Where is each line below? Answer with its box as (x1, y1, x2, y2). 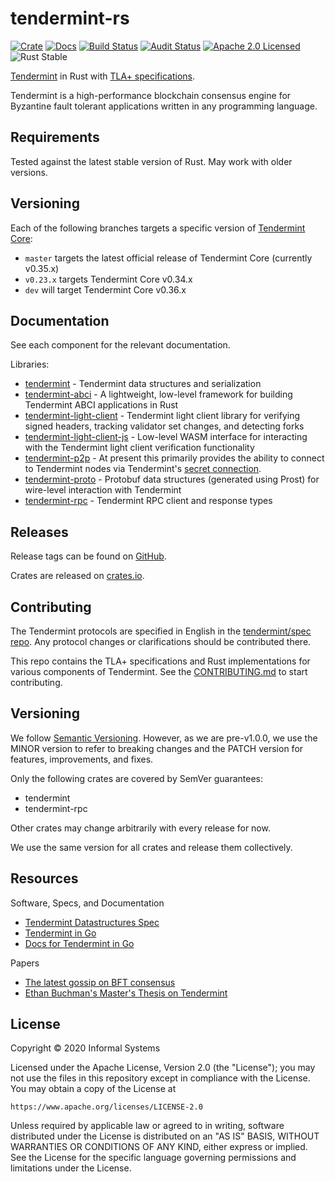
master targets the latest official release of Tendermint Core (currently (24, 252, 313, 264)
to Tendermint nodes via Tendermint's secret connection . (24, 463, 262, 475)
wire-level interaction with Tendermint (24, 484, 182, 496)
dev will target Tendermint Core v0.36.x (24, 283, 187, 296)
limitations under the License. (10, 1162, 132, 1174)
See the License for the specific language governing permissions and (10, 1152, 297, 1164)
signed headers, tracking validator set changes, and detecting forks (24, 420, 305, 432)
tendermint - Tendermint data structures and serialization (24, 378, 262, 390)
